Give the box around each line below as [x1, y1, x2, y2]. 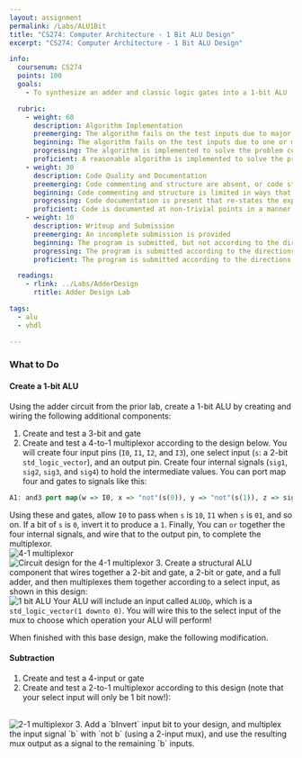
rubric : [17, 104, 47, 113]
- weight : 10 [25, 213, 75, 222]
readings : [17, 271, 54, 280]
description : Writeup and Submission [32, 221, 175, 230]
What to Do [9, 358, 60, 371]
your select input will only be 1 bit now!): [22, 691, 172, 702]
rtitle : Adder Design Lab [32, 288, 130, 297]
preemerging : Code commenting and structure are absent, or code [32, 179, 283, 189]
